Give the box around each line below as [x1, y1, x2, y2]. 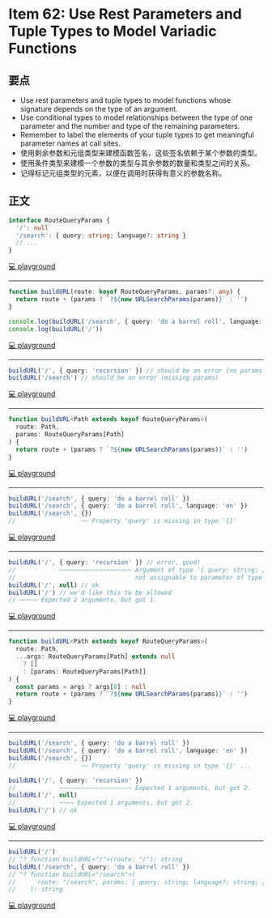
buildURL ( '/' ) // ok [8, 806, 79, 814]
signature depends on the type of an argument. [19, 104, 178, 113]
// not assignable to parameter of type [8, 573, 263, 581]
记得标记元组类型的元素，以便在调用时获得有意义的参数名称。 [19, 168, 227, 178]
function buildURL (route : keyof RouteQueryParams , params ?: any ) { [8, 288, 241, 296]
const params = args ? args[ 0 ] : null [15, 682, 147, 691]
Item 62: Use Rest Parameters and [8, 5, 242, 23]
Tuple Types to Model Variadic [8, 22, 217, 40]
